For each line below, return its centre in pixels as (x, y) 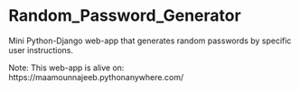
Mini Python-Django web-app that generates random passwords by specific (150, 41)
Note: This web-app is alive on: (66, 68)
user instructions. (41, 50)
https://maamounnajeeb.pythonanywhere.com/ (96, 77)
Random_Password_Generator (125, 16)
